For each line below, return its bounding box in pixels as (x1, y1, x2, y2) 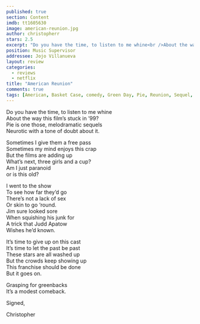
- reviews (11, 70, 36, 76)
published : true (6, 8, 46, 15)
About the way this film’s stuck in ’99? (6, 115, 99, 122)
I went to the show (6, 182, 52, 189)
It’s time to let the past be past (6, 244, 80, 251)
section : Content (6, 14, 49, 20)
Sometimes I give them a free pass (6, 138, 91, 146)
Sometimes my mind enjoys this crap (6, 145, 97, 152)
